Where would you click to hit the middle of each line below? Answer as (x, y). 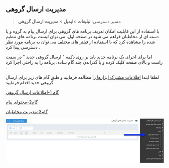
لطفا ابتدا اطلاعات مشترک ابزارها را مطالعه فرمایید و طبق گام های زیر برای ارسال (82, 77)
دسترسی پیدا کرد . (23, 47)
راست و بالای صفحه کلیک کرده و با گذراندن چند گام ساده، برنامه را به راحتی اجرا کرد (84, 62)
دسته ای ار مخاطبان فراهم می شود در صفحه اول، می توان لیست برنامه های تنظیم (82, 36)
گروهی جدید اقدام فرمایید (30, 82)
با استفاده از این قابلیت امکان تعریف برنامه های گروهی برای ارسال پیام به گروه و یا (82, 31)
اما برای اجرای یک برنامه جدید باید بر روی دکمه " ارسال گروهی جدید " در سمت (79, 57)
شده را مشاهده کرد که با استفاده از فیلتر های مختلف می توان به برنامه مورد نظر (80, 42)
